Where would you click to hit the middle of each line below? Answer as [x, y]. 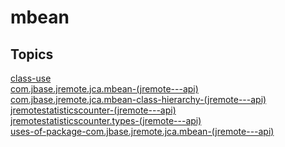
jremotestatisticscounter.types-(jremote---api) [106, 120]
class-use [31, 78]
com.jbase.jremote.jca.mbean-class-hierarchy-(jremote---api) [138, 99]
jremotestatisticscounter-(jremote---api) [93, 110]
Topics [32, 54]
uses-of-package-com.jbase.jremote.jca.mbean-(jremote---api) [142, 131]
